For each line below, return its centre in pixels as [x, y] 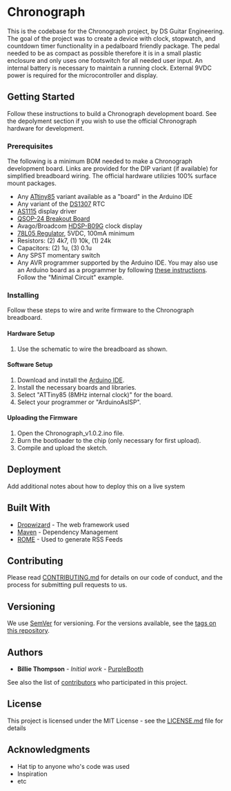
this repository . [29, 631]
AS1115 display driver [47, 211]
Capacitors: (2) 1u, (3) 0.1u [54, 248]
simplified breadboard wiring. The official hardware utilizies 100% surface [112, 176]
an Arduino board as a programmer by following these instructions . [112, 270]
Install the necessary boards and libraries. [77, 387]
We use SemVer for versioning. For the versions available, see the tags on [112, 623]
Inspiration [32, 774]
